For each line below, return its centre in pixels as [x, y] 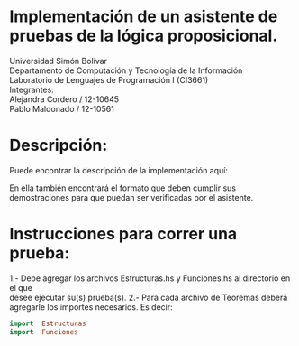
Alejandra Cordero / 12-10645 [64, 99]
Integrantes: [32, 89]
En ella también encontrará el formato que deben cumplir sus [123, 188]
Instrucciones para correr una [123, 234]
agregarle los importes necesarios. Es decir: [91, 307]
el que [21, 287]
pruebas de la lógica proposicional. [144, 36]
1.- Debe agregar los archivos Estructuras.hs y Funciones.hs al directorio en [150, 278]
